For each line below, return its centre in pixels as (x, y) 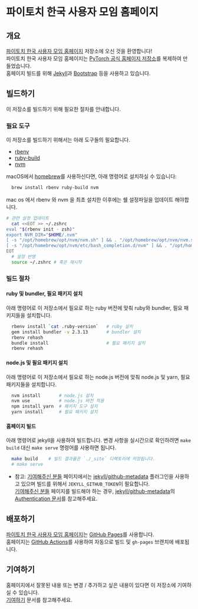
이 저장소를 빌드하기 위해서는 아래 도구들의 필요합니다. (68, 140)
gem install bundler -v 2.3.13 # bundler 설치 (76, 332)
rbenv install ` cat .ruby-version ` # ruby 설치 (72, 326)
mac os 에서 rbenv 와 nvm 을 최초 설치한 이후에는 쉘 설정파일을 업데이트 (90, 199)
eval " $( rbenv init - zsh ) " (41, 229)
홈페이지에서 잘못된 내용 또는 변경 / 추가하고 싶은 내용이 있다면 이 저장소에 (91, 585)
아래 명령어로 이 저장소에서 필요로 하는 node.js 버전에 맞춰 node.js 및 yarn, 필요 (98, 377)
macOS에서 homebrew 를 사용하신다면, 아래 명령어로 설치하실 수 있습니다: (91, 176)
